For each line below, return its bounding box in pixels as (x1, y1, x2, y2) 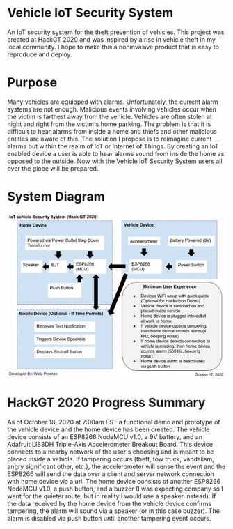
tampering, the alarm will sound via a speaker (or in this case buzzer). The (7, 507, 220, 515)
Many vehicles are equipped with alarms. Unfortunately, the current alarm (7, 98, 218, 106)
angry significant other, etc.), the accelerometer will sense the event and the (7, 462, 226, 470)
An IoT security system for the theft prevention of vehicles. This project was (7, 28, 225, 36)
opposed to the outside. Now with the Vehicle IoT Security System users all (7, 157, 223, 165)
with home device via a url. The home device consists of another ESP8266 (7, 477, 221, 485)
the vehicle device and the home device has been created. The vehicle (7, 425, 210, 434)
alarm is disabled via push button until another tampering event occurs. (7, 514, 211, 522)
